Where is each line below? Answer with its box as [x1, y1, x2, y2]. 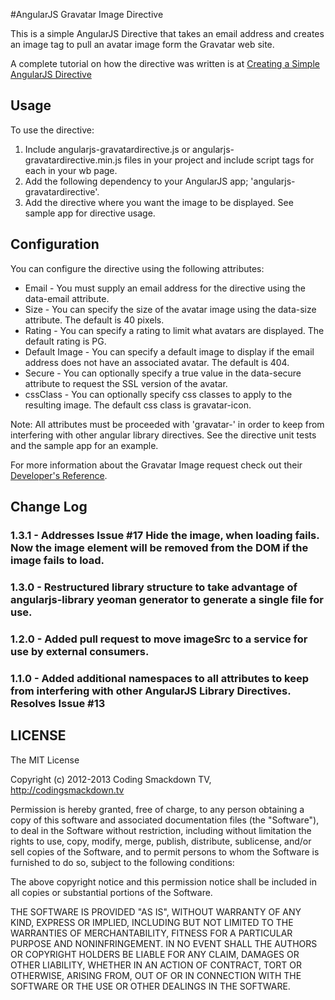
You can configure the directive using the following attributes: [10, 262, 265, 274]
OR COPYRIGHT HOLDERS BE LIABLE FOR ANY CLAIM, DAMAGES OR [10, 948, 300, 960]
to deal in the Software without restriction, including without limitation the [10, 824, 312, 836]
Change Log [10, 499, 88, 516]
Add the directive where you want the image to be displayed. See [24, 196, 294, 208]
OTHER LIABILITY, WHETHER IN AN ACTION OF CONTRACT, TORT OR [10, 959, 302, 971]
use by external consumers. [10, 644, 150, 658]
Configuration [10, 236, 100, 253]
